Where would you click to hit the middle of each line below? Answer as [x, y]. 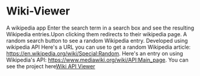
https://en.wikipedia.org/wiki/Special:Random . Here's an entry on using [95, 53]
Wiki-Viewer [38, 11]
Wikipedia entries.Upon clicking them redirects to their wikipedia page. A [97, 34]
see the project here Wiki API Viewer [51, 66]
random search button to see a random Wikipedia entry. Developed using [97, 40]
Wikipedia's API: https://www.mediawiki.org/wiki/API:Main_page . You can [97, 60]
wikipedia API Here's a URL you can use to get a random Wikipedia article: [98, 47]
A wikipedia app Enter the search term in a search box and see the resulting [100, 28]
